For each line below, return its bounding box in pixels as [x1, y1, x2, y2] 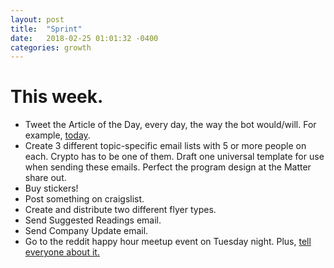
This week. [10, 86, 104, 108]
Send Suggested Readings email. [24, 214, 162, 226]
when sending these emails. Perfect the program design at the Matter [24, 161, 312, 173]
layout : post [10, 14, 65, 25]
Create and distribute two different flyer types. [24, 204, 217, 216]
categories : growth [10, 42, 92, 53]
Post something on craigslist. [24, 193, 145, 205]
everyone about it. [24, 246, 100, 258]
